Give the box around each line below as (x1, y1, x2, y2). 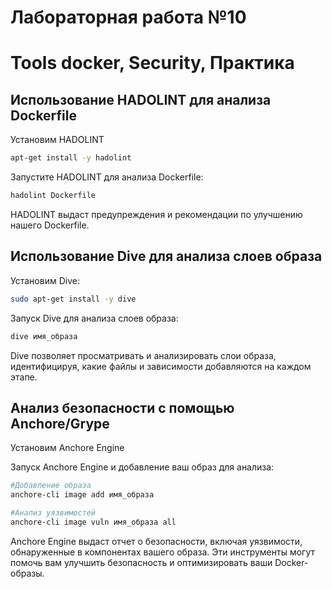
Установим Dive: (10, 274, 80, 286)
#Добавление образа (10, 481, 92, 491)
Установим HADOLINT (10, 134, 105, 146)
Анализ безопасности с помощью (10, 399, 235, 416)
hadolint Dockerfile (10, 191, 97, 201)
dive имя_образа (10, 331, 78, 341)
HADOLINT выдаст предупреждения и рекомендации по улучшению (10, 208, 303, 220)
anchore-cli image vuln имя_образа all (10, 517, 177, 527)
